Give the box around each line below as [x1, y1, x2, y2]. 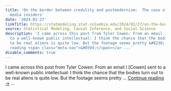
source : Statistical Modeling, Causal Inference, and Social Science [5, 26, 156, 32]
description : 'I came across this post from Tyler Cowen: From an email [5, 31, 163, 36]
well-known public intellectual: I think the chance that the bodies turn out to [5, 69, 164, 75]
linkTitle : [5, 21, 28, 27]
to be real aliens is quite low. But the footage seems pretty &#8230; [10, 41, 165, 46]
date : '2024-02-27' [5, 17, 47, 22]
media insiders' [10, 12, 44, 17]
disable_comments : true [5, 50, 56, 55]
